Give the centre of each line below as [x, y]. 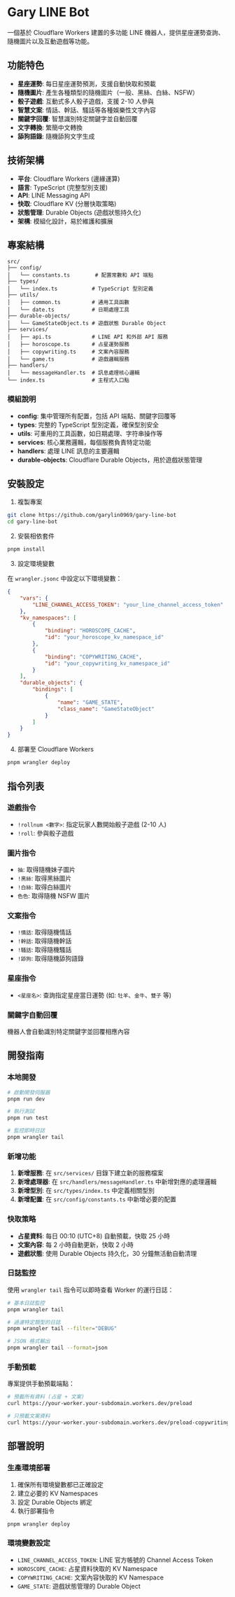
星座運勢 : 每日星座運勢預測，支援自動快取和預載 [86, 83]
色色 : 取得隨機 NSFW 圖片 [54, 896]
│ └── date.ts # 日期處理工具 [68, 310]
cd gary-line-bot [33, 522]
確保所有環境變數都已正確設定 [60, 1484]
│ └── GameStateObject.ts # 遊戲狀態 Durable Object [87, 324]
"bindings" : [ [53, 690]
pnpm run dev [26, 1099]
